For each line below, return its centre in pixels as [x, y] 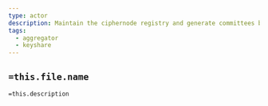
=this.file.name [49, 77]
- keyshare [33, 45]
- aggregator [37, 38]
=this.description [39, 94]
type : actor [28, 16]
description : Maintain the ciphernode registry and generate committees [132, 23]
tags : [17, 30]
